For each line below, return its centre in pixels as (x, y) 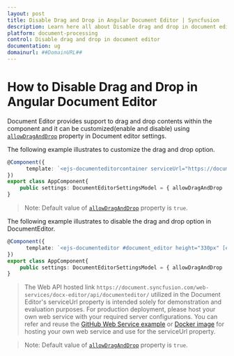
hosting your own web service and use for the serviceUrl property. (120, 332)
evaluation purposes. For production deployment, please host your (120, 309)
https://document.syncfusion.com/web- (153, 288)
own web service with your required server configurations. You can (121, 317)
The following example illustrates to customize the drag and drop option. (111, 149)
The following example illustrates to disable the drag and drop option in (109, 222)
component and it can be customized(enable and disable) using (99, 128)
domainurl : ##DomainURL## (45, 53)
